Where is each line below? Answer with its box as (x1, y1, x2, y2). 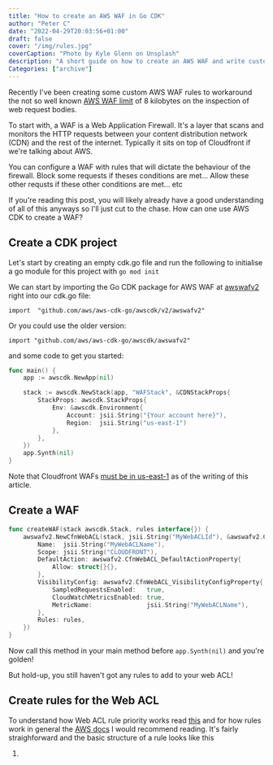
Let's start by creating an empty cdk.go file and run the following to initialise (8, 257, 263, 267)
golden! (8, 654, 34, 664)
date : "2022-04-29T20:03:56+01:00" (8, 27, 129, 35)
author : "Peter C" (8, 20, 71, 28)
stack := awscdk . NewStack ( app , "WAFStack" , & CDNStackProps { (23, 388, 231, 397)
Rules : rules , (37, 616, 85, 624)
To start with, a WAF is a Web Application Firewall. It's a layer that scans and (8, 120, 264, 130)
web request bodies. (8, 104, 77, 114)
